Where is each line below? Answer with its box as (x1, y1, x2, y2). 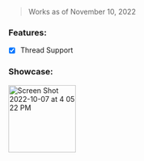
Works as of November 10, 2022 (28, 7, 136, 16)
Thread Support (19, 45, 74, 55)
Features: (8, 27, 47, 38)
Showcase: (8, 66, 54, 78)
